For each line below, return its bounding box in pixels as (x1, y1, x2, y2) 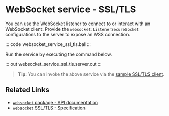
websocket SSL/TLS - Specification (12, 105, 86, 111)
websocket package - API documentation (12, 99, 98, 105)
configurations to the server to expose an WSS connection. (5, 31, 131, 37)
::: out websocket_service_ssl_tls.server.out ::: (5, 61, 102, 67)
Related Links (5, 86, 50, 95)
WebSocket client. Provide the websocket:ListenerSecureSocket (5, 26, 139, 32)
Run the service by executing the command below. (5, 51, 112, 57)
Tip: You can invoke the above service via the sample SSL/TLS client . (17, 71, 165, 77)
